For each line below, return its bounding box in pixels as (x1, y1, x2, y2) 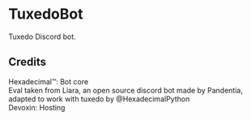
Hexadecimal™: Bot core (8, 76, 89, 86)
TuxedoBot (8, 5, 83, 24)
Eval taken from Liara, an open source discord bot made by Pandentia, (8, 85, 243, 95)
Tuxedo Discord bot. (8, 32, 77, 41)
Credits (8, 55, 47, 69)
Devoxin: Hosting (8, 102, 66, 112)
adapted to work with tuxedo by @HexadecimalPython (8, 94, 190, 104)
